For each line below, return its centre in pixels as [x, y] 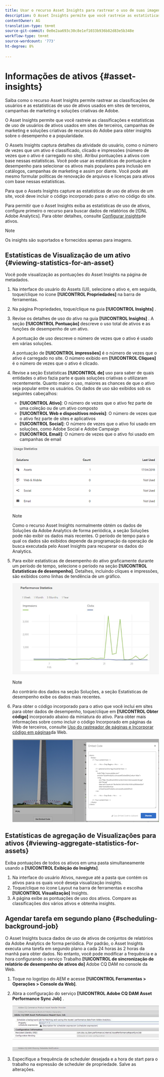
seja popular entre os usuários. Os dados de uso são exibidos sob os [82, 389]
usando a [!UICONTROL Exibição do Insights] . [52, 868]
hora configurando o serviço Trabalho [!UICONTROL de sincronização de [79, 959]
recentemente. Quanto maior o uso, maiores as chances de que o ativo [83, 383]
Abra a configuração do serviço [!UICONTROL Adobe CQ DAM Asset [82, 993]
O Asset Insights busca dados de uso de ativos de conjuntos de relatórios [79, 938]
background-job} [32, 926]
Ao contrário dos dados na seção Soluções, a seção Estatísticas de [80, 692]
